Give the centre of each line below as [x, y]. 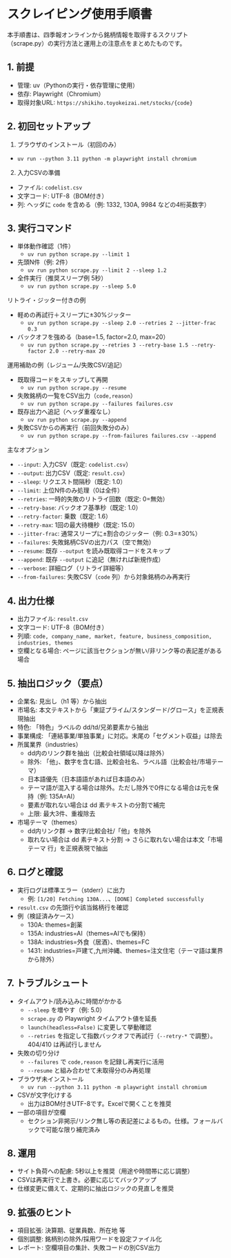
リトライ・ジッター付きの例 [47, 300]
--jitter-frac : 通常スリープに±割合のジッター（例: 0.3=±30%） [109, 534]
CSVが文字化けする [44, 1095]
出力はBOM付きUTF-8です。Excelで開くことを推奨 [99, 1103]
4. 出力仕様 [31, 601]
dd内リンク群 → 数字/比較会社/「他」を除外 [89, 831]
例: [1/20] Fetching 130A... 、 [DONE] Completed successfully [115, 898]
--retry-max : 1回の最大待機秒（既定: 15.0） [78, 525]
